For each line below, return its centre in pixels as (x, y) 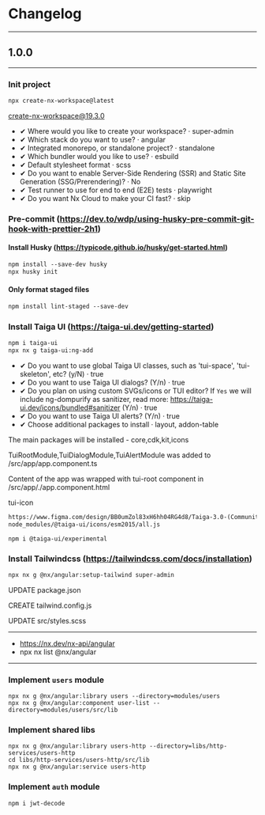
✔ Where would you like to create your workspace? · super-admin (127, 131)
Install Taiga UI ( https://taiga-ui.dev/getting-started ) (111, 327)
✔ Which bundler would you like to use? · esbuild (99, 156)
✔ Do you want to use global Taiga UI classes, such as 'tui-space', (127, 366)
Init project (30, 84)
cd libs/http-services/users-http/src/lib (79, 760)
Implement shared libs (52, 730)
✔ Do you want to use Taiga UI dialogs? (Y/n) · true (102, 382)
